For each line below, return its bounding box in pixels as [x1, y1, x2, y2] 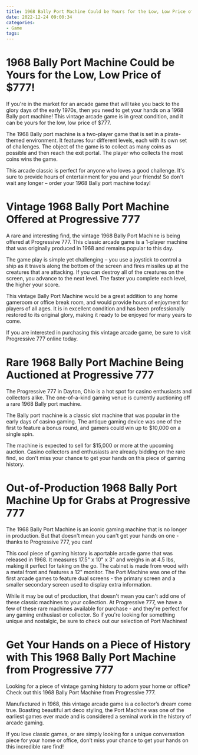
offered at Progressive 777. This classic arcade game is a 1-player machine [6, 239, 187, 245]
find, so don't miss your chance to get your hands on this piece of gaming [6, 454, 186, 461]
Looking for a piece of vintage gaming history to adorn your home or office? [6, 683, 190, 690]
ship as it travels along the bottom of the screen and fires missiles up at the [6, 263, 189, 269]
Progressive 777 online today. [6, 335, 78, 342]
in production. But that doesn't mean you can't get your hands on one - [6, 532, 179, 539]
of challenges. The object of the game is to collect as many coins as [6, 143, 171, 150]
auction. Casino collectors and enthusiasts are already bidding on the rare [6, 448, 186, 455]
